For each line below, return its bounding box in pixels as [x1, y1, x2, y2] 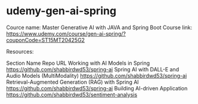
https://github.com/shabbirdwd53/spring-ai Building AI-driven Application [6, 84, 188, 92]
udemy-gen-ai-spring [6, 4, 117, 18]
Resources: [6, 48, 34, 55]
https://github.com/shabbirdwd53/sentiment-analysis [6, 91, 138, 98]
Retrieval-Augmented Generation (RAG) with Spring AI [6, 78, 139, 86]
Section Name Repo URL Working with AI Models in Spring [6, 59, 150, 67]
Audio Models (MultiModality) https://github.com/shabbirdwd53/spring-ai [6, 72, 187, 79]
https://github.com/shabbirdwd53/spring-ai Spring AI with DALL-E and [6, 65, 180, 73]
